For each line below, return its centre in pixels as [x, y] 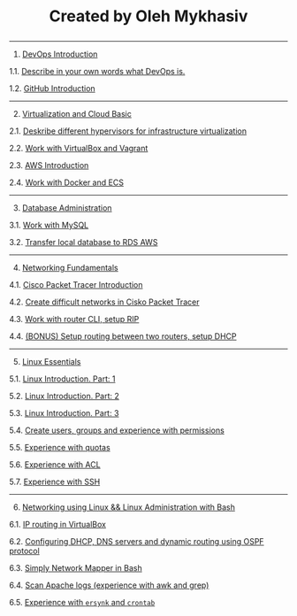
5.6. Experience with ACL [55, 465]
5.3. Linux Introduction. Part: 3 [64, 413]
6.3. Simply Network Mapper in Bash [76, 568]
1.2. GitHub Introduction [52, 89]
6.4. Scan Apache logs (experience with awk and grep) [109, 585]
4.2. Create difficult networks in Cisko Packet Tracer [104, 302]
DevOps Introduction [60, 54]
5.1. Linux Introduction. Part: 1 [62, 379]
